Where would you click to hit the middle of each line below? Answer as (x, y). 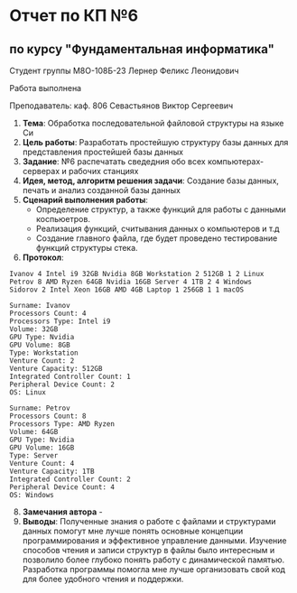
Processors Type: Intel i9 (60, 321)
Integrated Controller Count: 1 (70, 376)
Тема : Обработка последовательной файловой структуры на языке (153, 123)
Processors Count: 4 (48, 313)
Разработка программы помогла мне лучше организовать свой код (154, 569)
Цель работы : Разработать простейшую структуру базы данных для (155, 142)
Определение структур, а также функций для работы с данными (161, 209)
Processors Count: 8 (48, 416)
